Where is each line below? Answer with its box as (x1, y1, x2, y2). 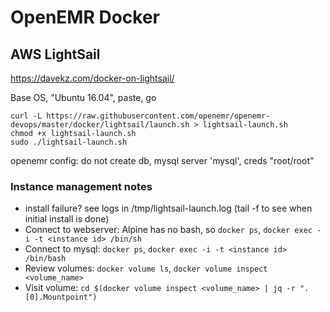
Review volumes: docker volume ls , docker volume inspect (24, 262, 268, 275)
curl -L (10, 111, 43, 121)
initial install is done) (24, 213, 110, 225)
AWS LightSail (10, 46, 101, 63)
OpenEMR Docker (10, 6, 161, 29)
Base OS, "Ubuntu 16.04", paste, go (10, 92, 157, 103)
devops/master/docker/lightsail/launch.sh (10, 120, 190, 130)
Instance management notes (10, 179, 153, 193)
